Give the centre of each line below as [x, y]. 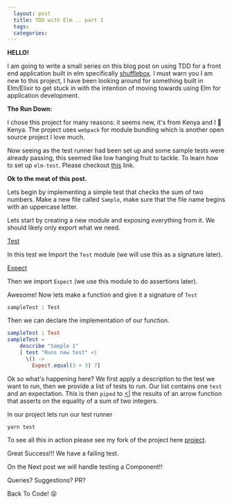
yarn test [21, 427]
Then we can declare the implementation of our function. [88, 320]
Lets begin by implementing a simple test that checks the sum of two [105, 192]
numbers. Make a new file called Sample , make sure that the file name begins [116, 200]
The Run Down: [30, 109]
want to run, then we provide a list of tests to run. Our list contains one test [115, 386]
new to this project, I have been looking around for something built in [105, 81]
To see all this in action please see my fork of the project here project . [107, 440]
